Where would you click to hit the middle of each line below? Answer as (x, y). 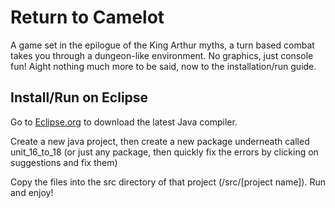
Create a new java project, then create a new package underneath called (160, 141)
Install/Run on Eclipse (79, 97)
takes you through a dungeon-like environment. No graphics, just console (162, 55)
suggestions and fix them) (64, 162)
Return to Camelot (87, 17)
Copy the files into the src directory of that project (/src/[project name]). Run (168, 182)
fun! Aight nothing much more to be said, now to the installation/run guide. (163, 66)
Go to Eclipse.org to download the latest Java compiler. (124, 122)
